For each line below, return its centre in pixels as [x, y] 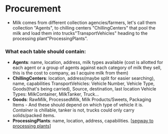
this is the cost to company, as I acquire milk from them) [70, 73]
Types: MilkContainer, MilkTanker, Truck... [56, 94]
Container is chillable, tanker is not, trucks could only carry [73, 110]
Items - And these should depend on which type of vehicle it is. [78, 105]
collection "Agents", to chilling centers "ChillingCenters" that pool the [84, 27]
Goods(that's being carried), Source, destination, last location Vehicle [84, 89]
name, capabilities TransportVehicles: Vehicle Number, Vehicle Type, [83, 83]
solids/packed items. [34, 115]
